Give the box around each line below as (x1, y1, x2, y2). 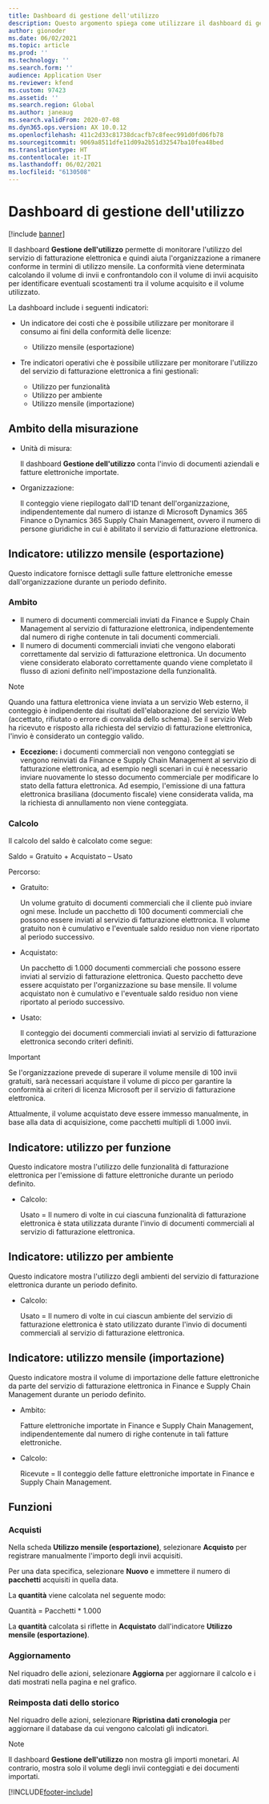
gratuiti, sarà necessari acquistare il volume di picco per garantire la (8, 1077, 232, 1086)
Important (8, 1053, 41, 1062)
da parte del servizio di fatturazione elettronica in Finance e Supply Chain (8, 1381, 251, 1391)
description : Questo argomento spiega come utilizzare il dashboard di (8, 19, 252, 27)
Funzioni (8, 1500, 53, 1514)
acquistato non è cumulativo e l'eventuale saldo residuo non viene (19, 989, 239, 998)
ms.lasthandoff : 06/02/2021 (8, 161, 102, 169)
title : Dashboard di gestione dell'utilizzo (8, 11, 159, 20)
